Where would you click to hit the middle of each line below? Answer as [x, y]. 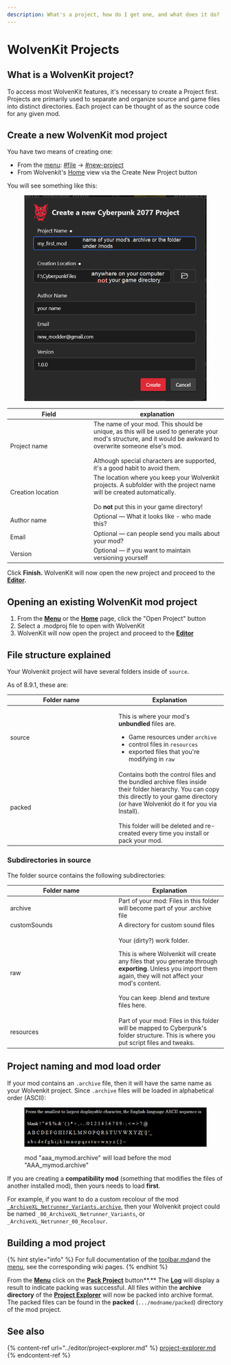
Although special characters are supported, [155, 460]
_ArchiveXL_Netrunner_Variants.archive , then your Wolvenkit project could [113, 1206]
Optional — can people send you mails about [157, 533]
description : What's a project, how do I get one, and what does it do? [113, 14]
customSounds [31, 925]
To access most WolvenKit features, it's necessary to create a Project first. [113, 91]
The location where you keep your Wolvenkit [157, 478]
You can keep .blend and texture [164, 998]
